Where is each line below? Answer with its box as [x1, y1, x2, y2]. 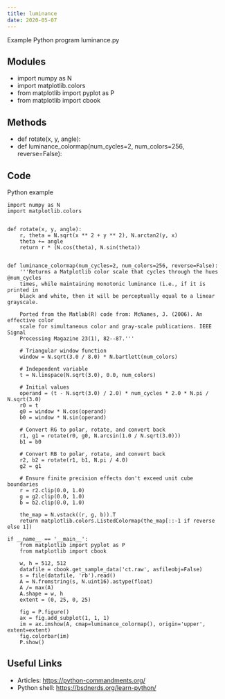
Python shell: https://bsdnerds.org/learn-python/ [17, 683, 157, 691]
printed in [7, 286, 39, 294]
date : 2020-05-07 [7, 17, 57, 24]
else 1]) [7, 523, 33, 530]
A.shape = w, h [19, 590, 64, 597]
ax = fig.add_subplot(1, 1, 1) [19, 614, 110, 621]
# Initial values [19, 383, 70, 391]
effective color [7, 317, 54, 323]
